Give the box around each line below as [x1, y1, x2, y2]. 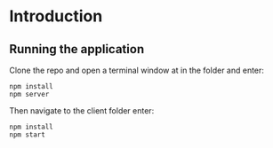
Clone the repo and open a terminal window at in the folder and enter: [9, 65, 265, 75]
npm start [9, 130, 46, 139]
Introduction [9, 6, 103, 27]
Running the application [9, 42, 145, 57]
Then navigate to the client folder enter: [9, 105, 155, 116]
